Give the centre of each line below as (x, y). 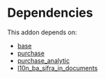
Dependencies (50, 13)
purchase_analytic (43, 60)
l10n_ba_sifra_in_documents (57, 68)
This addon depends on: (42, 32)
